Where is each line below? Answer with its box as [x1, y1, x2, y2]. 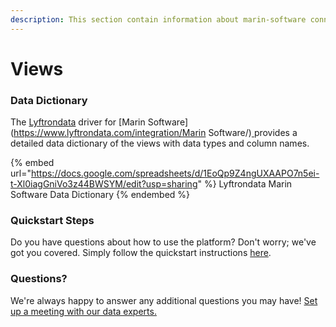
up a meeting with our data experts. [10, 305, 157, 317]
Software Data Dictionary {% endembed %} [10, 189, 191, 201]
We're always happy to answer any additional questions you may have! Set [10, 294, 318, 306]
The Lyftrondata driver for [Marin [10, 116, 146, 128]
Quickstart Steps [10, 214, 95, 228]
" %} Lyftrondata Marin [197, 178, 293, 190]
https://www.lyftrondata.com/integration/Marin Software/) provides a [13, 127, 298, 139]
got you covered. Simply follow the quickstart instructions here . [10, 247, 272, 259]
